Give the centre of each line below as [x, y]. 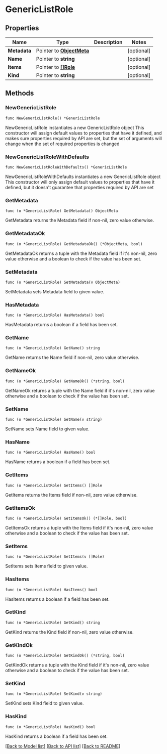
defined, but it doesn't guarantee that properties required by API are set [79, 187]
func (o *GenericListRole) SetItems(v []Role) [55, 557]
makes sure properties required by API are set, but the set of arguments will [83, 138]
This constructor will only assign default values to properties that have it [80, 182]
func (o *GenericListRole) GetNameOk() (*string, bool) [65, 381]
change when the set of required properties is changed [62, 144]
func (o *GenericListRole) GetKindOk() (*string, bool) [65, 656]
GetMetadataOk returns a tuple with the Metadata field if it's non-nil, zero [81, 253]
